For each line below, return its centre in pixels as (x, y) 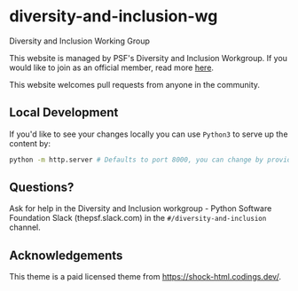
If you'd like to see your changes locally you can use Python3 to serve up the (149, 134)
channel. (25, 227)
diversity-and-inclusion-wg (114, 16)
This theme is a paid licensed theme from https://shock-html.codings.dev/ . (145, 277)
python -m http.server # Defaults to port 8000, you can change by (137, 160)
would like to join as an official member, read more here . (112, 67)
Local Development (64, 113)
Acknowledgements (66, 255)
